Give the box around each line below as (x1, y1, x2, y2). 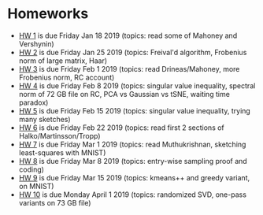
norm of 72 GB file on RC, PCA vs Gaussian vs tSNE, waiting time (18, 89, 230, 98)
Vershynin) (18, 39, 54, 48)
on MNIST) (18, 181, 54, 191)
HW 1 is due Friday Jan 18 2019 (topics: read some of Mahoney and (18, 31, 238, 40)
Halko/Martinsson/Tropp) (18, 131, 101, 140)
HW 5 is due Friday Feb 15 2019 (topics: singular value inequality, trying (18, 106, 251, 115)
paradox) (18, 98, 49, 107)
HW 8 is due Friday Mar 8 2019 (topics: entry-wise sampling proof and (18, 156, 247, 165)
